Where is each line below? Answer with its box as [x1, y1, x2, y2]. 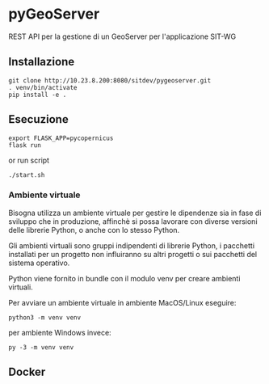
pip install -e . [8, 91, 67, 99]
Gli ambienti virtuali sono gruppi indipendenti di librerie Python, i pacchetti [8, 240, 255, 251]
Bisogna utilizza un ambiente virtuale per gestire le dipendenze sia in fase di [8, 208, 262, 217]
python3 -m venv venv [8, 313, 82, 322]
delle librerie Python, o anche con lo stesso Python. [8, 225, 180, 234]
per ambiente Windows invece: [8, 327, 111, 337]
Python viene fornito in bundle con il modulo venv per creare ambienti [8, 273, 241, 283]
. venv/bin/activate [8, 83, 78, 91]
